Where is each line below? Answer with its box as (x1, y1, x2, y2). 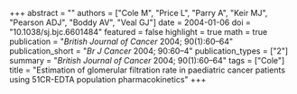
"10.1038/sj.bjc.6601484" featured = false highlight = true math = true (9, 27, 268, 37)
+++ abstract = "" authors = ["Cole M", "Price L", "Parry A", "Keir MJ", (9, 8, 268, 18)
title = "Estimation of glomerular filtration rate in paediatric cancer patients (9, 64, 286, 75)
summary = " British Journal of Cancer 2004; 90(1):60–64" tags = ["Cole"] (9, 56, 285, 65)
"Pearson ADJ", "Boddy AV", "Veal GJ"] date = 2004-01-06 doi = (9, 17, 251, 28)
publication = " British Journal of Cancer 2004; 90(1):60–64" (9, 36, 233, 47)
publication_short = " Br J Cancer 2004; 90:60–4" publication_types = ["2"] (9, 46, 289, 56)
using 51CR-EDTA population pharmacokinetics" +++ (9, 74, 207, 84)
